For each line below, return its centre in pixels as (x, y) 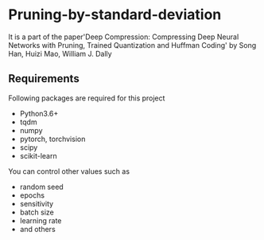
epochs (32, 195)
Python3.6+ (39, 113)
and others (37, 229)
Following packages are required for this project (87, 98)
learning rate (41, 220)
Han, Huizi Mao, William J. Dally (60, 53)
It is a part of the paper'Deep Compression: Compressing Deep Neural (124, 37)
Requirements (44, 79)
